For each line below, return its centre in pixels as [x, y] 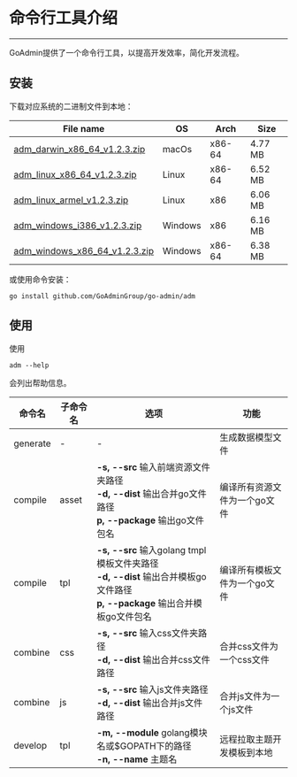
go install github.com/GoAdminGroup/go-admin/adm [103, 296]
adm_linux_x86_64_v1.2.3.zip [75, 174]
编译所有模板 [246, 570]
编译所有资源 [246, 487]
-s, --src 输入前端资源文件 [153, 467]
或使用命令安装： [40, 279]
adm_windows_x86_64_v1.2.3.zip [84, 250]
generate [32, 443]
